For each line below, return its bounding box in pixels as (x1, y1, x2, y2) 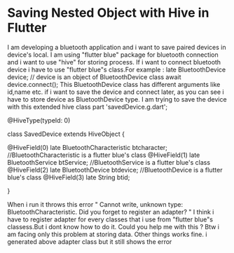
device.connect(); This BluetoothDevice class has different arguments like (7, 80, 221, 88)
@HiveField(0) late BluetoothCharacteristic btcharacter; (7, 143, 168, 151)
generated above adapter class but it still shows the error (7, 237, 172, 246)
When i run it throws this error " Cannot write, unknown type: (7, 200, 184, 208)
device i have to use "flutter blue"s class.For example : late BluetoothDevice (7, 65, 226, 74)
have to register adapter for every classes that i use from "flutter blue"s (7, 215, 214, 224)
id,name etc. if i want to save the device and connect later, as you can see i (7, 88, 224, 96)
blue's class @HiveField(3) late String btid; (7, 173, 130, 182)
